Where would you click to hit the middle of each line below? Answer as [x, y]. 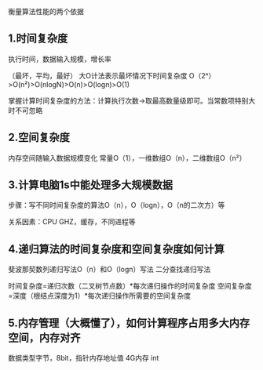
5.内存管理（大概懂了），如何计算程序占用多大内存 [129, 323]
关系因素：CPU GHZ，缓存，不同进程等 [72, 222]
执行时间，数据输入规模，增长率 [60, 59]
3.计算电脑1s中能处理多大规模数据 [90, 185]
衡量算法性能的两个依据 [46, 11]
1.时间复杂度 [38, 39]
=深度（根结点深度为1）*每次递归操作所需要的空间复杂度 [99, 296]
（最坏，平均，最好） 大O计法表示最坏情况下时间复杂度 [98, 75]
